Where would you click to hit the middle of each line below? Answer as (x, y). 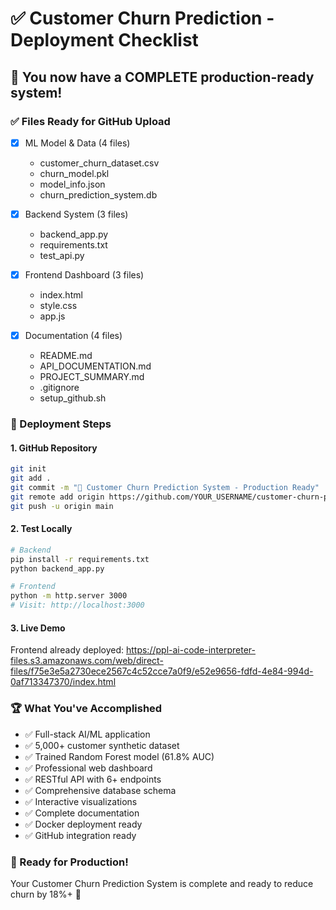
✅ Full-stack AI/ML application (87, 734)
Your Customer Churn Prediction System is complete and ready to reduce (162, 883)
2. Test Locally (41, 529)
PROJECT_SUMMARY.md (92, 377)
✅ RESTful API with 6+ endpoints (93, 779)
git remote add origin (57, 497)
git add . (31, 478)
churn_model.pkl (74, 173)
